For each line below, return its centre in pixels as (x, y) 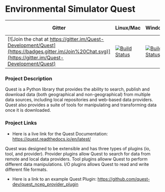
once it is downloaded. (28, 110)
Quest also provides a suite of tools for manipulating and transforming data (81, 105)
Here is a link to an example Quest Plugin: (54, 179)
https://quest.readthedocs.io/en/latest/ (51, 139)
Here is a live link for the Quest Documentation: (60, 133)
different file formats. (27, 169)
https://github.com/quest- (124, 179)
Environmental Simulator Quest (70, 9)
